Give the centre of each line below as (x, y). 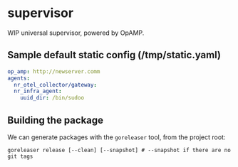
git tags (20, 156)
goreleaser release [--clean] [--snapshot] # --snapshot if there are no (119, 150)
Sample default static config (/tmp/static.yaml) (114, 55)
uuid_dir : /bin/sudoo (52, 98)
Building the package (56, 120)
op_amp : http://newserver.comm (54, 71)
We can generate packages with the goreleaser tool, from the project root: (117, 137)
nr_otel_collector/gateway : (56, 85)
